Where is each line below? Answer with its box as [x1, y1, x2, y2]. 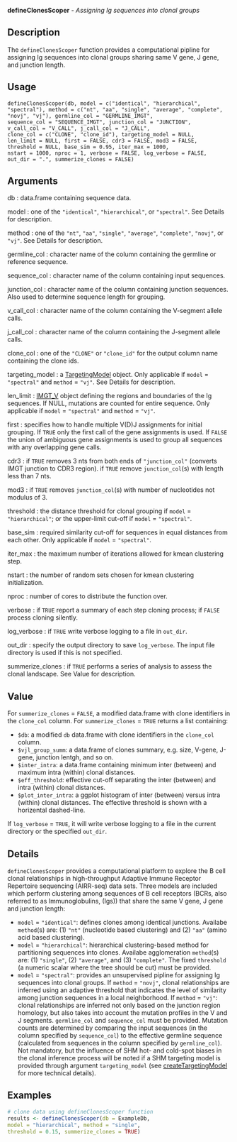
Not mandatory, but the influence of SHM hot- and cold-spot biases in [17, 1046, 222, 1055]
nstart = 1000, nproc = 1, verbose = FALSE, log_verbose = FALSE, [7, 149, 207, 157]
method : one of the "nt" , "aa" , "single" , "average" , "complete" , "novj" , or [7, 229, 224, 237]
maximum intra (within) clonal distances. [17, 768, 136, 776]
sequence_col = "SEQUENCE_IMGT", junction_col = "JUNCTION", [7, 119, 192, 126]
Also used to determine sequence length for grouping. [7, 292, 166, 301]
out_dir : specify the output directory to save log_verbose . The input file [7, 641, 215, 649]
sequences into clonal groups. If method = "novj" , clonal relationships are [17, 979, 230, 987]
